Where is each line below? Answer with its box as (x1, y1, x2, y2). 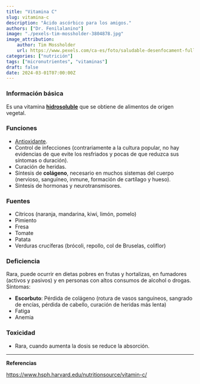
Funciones (6, 124, 37, 132)
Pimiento (14, 217, 37, 224)
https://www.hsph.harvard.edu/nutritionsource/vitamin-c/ (6, 371, 148, 378)
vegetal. (6, 109, 26, 116)
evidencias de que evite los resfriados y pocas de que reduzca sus (14, 150, 179, 157)
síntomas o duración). (14, 156, 68, 164)
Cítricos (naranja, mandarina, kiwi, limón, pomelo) (14, 210, 137, 218)
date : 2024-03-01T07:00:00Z (6, 70, 76, 76)
